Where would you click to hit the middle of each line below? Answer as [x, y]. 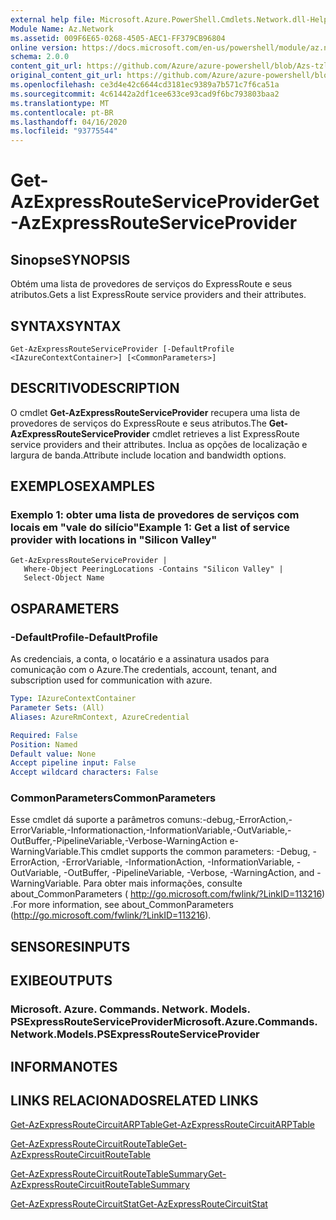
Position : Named [44, 744]
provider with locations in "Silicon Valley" [114, 540]
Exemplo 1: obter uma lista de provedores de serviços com [155, 515]
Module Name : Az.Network [62, 29]
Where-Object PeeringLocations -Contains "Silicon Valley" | [153, 569]
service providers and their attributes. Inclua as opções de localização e [159, 444]
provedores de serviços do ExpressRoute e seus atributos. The [138, 423]
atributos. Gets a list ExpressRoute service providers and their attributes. [158, 295]
